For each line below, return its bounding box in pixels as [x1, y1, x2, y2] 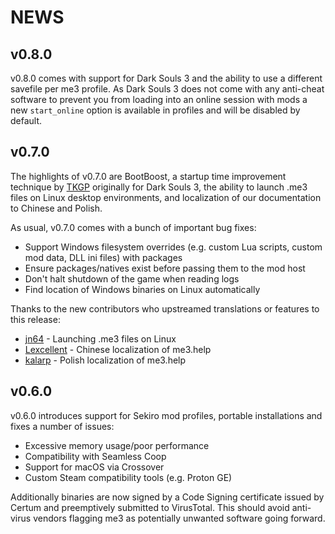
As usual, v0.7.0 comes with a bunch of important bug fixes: [10, 221, 257, 233]
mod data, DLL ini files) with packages [24, 251, 183, 263]
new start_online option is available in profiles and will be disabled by [10, 104, 301, 116]
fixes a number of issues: [10, 420, 115, 432]
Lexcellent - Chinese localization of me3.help [24, 343, 212, 355]
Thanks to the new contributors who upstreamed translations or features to [10, 302, 320, 315]
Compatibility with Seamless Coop [24, 450, 167, 462]
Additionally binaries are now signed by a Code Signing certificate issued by [10, 491, 325, 503]
